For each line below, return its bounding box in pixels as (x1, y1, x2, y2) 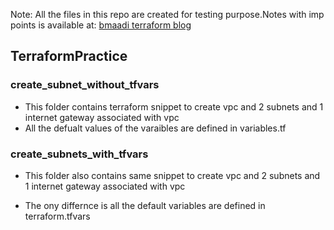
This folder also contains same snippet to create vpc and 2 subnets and (24, 169, 321, 181)
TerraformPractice (10, 48, 128, 65)
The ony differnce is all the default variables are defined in (24, 199, 266, 211)
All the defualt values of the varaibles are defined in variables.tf (24, 122, 287, 134)
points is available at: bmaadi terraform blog (10, 19, 192, 31)
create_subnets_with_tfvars (10, 147, 149, 161)
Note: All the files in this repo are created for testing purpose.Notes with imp (10, 9, 325, 20)
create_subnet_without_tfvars (10, 78, 160, 92)
